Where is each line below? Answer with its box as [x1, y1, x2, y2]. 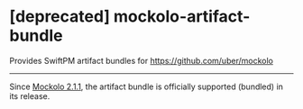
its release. [9, 90, 50, 101]
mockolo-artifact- [113, 6, 251, 27]
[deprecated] [9, 6, 111, 27]
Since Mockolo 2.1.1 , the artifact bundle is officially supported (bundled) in [9, 81, 284, 92]
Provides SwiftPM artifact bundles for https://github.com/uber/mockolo [9, 55, 273, 66]
